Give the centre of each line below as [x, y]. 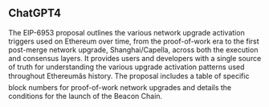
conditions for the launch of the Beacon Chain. [86, 96]
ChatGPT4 [35, 13]
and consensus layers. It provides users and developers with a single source [135, 58]
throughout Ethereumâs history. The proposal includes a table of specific [129, 76]
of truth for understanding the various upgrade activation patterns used [126, 67]
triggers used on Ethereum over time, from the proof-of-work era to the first [134, 41]
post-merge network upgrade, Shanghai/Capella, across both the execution [133, 49]
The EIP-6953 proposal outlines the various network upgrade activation [126, 32]
